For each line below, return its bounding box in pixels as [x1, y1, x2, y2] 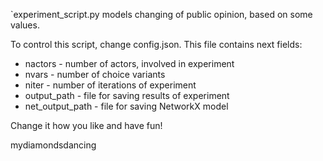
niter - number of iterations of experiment [24, 79, 197, 91]
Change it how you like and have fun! [10, 120, 163, 131]
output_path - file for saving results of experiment [24, 90, 230, 101]
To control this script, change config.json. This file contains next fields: [10, 39, 303, 50]
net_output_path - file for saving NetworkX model [24, 100, 229, 112]
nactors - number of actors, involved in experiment [24, 58, 235, 69]
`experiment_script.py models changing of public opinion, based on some [10, 9, 313, 20]
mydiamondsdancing [10, 139, 97, 151]
